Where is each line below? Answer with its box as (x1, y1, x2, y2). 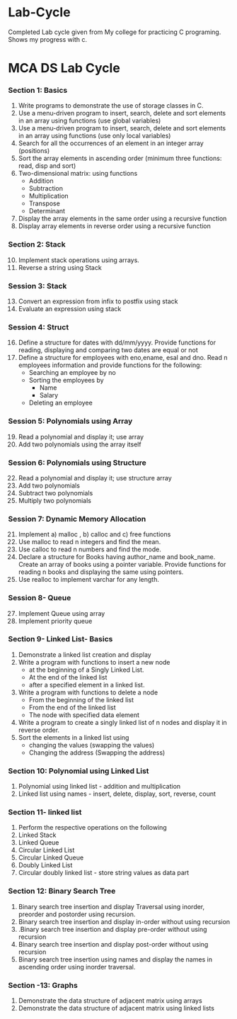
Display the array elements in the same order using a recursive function (18, 214, 227, 223)
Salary (39, 391, 59, 400)
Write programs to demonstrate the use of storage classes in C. (18, 101, 204, 110)
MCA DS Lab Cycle (8, 60, 121, 77)
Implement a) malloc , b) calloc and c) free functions (18, 530, 171, 539)
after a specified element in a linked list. (28, 680, 145, 689)
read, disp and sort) (18, 162, 76, 170)
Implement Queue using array (18, 609, 105, 617)
